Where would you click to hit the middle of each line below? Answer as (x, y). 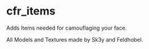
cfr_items (31, 11)
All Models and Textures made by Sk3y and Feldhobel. (75, 39)
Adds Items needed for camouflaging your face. (67, 28)
